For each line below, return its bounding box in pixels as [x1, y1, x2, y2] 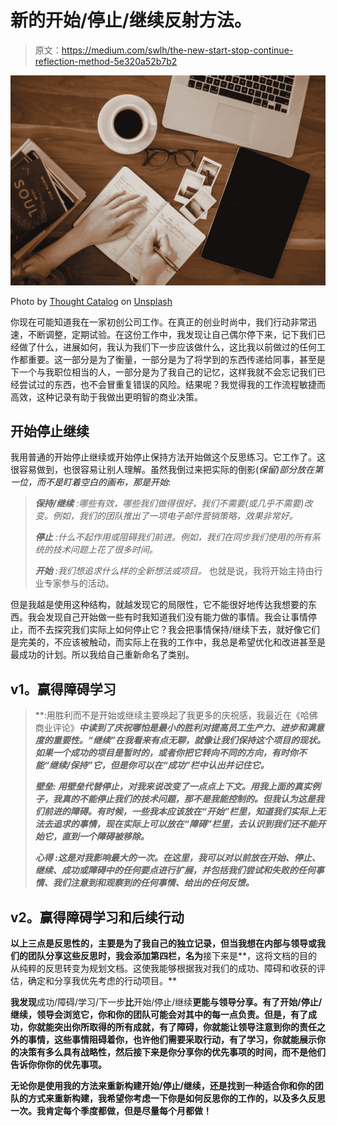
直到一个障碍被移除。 [61, 831, 150, 843]
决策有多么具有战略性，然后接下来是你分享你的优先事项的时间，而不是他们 [18, 1046, 326, 1058]
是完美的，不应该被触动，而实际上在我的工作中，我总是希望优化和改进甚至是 [10, 636, 326, 648]
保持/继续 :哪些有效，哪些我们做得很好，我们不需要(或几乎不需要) [34, 497, 305, 510]
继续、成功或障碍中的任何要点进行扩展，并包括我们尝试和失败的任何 [34, 864, 316, 876]
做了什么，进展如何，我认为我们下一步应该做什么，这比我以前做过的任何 [18, 341, 317, 353]
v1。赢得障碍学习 [10, 681, 117, 698]
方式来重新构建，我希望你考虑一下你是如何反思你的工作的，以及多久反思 [27, 1092, 326, 1105]
